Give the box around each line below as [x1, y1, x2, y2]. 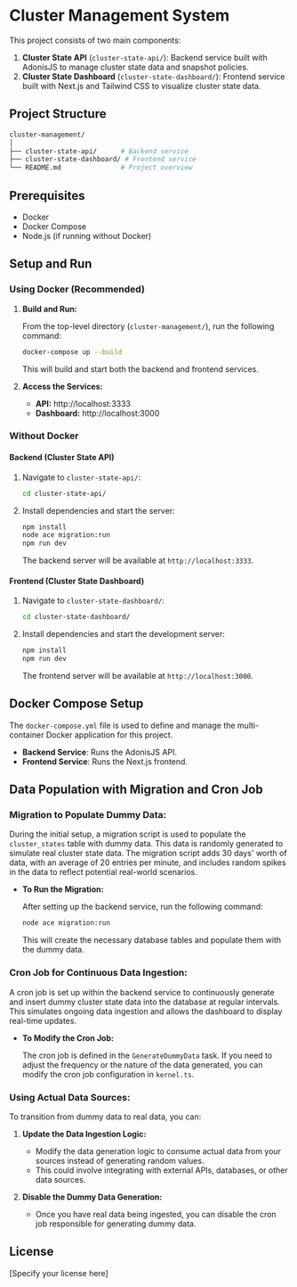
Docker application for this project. [45, 729, 173, 740]
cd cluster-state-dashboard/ [21, 613, 131, 622]
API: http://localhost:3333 [35, 398, 132, 408]
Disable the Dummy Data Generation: [21, 1192, 163, 1202]
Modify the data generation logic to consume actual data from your [35, 1145, 282, 1156]
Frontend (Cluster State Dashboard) [9, 575, 145, 586]
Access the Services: [21, 381, 103, 392]
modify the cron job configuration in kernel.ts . [21, 1068, 195, 1079]
